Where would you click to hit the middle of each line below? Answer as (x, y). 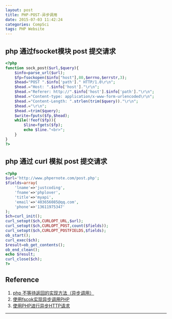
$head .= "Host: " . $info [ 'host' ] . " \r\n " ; (57, 87)
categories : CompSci (27, 24)
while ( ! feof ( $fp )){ (35, 120)
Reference (22, 280)
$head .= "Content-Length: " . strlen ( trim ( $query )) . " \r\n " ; (77, 101)
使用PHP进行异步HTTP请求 (41, 306)
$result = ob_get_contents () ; (35, 245)
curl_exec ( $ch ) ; (23, 240)
